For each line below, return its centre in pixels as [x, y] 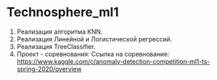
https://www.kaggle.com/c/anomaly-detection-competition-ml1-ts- [113, 61]
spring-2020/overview [49, 69]
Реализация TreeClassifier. [56, 46]
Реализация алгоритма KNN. [59, 32]
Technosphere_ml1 [63, 12]
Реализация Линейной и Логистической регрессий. [94, 39]
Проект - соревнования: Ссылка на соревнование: [93, 54]
